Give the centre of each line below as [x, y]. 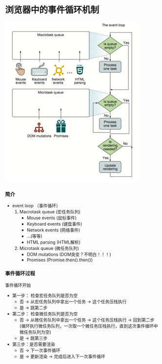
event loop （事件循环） [36, 206]
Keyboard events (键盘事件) [54, 224]
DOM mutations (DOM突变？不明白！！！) [69, 254]
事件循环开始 [18, 285]
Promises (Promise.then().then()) [60, 260]
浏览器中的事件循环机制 [52, 10]
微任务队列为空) [35, 332]
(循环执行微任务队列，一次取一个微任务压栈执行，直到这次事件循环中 [89, 326]
